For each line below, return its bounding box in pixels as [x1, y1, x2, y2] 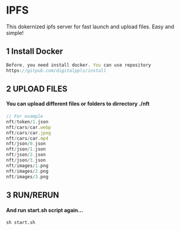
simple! [6, 29, 24, 36]
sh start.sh [6, 219, 35, 226]
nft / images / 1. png [6, 163, 49, 169]
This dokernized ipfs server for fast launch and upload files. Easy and [6, 23, 175, 30]
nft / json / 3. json [6, 157, 46, 163]
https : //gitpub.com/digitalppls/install [6, 67, 107, 74]
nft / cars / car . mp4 [6, 135, 49, 142]
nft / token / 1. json [6, 119, 49, 124]
